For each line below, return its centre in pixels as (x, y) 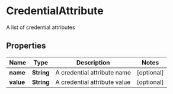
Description (93, 62)
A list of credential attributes (41, 27)
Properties (26, 46)
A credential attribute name (93, 72)
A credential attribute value (93, 82)
